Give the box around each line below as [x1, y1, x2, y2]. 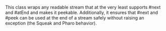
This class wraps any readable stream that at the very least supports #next [5, 4, 161, 10]
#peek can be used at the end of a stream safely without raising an [5, 15, 145, 20]
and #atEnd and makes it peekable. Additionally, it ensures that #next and [5, 9, 158, 15]
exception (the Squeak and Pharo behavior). [5, 20, 97, 26]
